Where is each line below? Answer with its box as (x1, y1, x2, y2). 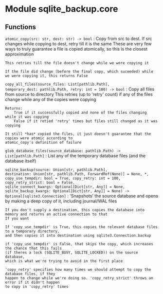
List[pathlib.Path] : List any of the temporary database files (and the (5, 153, 146, 159)
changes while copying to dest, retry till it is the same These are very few (5, 41, 152, 47)
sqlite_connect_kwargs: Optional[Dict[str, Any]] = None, (5, 184, 125, 189)
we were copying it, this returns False (5, 73, 89, 78)
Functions (5, 23, 36, 31)
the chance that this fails (5, 246, 62, 251)
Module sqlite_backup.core (5, 3, 118, 15)
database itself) (5, 158, 36, 164)
